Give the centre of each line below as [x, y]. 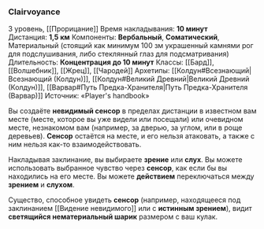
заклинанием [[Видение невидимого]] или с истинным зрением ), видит [130, 209]
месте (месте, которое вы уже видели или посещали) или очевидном [126, 120]
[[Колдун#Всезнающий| [212, 71]
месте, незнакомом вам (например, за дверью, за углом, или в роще [125, 127]
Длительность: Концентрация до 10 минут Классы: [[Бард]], [111, 62]
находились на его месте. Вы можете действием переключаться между [131, 176]
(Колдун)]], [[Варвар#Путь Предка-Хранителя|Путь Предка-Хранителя [128, 87]
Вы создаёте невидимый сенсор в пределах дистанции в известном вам [133, 111]
